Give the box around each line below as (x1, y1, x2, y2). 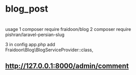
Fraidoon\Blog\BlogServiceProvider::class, (5, 47, 94, 53)
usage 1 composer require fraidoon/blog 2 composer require (5, 26, 131, 32)
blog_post (5, 3, 49, 15)
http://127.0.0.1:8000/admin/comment (5, 61, 129, 70)
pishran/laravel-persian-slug (5, 31, 65, 38)
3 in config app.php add (5, 42, 56, 48)
